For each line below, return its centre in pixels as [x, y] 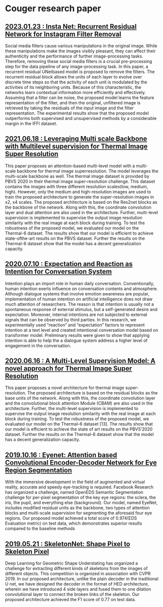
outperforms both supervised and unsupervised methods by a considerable [81, 118]
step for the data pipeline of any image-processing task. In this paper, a [77, 67]
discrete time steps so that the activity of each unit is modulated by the [76, 82]
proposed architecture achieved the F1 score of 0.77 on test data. [71, 600]
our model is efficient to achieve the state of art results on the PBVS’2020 [79, 429]
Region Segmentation [38, 470]
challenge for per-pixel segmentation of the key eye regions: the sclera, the [81, 497]
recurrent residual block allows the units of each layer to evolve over [74, 77]
